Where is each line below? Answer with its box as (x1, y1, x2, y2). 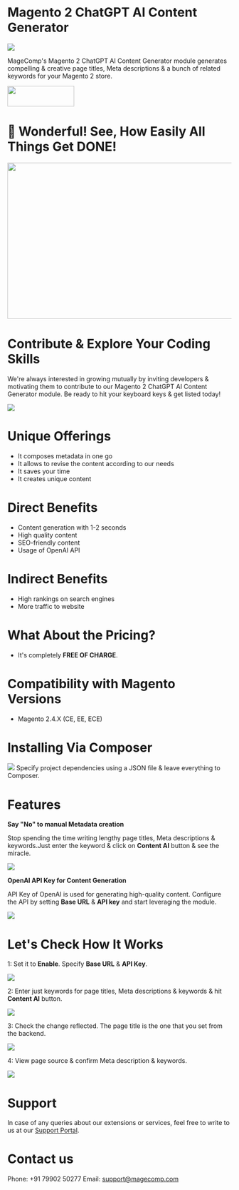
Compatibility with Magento (7, 675, 176, 692)
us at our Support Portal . (7, 1126, 80, 1135)
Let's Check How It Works (7, 936, 164, 952)
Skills (7, 351, 41, 368)
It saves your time (17, 467, 70, 475)
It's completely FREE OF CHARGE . (17, 650, 119, 659)
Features (7, 797, 61, 812)
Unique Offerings (7, 428, 112, 444)
